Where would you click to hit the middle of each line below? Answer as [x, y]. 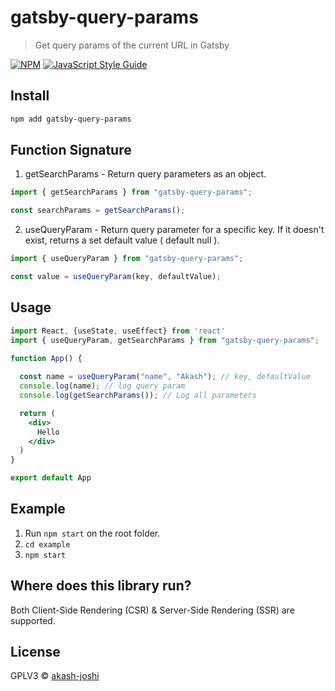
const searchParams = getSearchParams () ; [98, 211]
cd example [47, 544]
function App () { [46, 358]
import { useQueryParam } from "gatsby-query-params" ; [127, 259]
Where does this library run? [101, 586]
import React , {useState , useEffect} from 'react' [118, 331]
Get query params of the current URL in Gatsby [132, 45]
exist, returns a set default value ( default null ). [122, 240]
